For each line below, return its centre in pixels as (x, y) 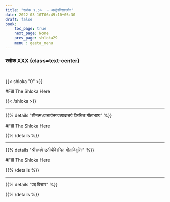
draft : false (19, 19)
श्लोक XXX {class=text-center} (42, 60)
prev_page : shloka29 (36, 38)
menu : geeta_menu (34, 43)
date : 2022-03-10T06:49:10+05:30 (40, 15)
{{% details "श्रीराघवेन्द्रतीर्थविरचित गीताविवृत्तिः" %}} (50, 150)
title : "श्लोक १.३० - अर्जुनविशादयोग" (40, 10)
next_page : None (32, 33)
